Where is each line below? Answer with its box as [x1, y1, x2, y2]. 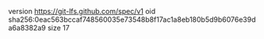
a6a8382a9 [8, 23, 46, 32]
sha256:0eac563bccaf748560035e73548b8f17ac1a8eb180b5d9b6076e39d [8, 15, 256, 24]
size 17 [47, 23, 70, 32]
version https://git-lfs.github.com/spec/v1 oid [8, 7, 156, 16]
